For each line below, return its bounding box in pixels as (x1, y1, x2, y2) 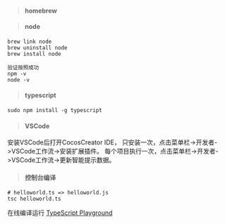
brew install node (7, 50, 61, 57)
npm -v (7, 70, 27, 77)
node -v (7, 76, 30, 83)
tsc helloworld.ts (7, 195, 61, 203)
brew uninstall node (7, 44, 68, 51)
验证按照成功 (7, 64, 39, 71)
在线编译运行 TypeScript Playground (7, 209, 113, 217)
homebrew (24, 6, 58, 15)
